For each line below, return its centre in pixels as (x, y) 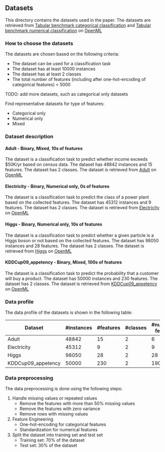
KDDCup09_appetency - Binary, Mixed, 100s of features (63, 262)
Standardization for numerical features (58, 430)
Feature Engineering (33, 419)
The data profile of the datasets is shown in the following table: (69, 312)
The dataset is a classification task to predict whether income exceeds (77, 159)
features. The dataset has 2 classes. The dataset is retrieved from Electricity (82, 208)
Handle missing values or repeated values (55, 398)
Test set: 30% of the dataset (48, 446)
